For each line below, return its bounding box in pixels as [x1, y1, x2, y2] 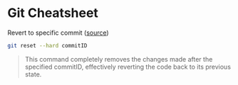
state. [24, 69, 42, 79]
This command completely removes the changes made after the [24, 55, 213, 63]
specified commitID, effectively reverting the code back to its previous [24, 62, 232, 71]
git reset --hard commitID [7, 42, 88, 49]
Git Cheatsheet [7, 5, 98, 21]
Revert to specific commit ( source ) [7, 28, 109, 37]
